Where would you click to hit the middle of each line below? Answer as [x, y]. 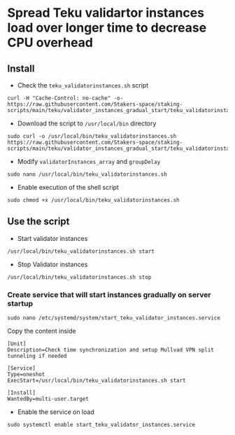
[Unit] [17, 344]
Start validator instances [52, 238]
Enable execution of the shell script [68, 187]
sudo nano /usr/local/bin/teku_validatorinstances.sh [87, 174]
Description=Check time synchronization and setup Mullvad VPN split [111, 350]
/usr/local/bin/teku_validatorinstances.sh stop [79, 277]
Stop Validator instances [52, 264]
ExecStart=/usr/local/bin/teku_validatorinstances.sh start [97, 381]
